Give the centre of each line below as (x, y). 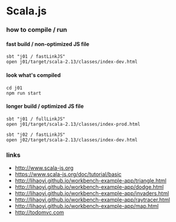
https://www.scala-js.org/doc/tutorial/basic (68, 174)
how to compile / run (37, 30)
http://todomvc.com (40, 212)
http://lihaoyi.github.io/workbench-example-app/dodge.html (89, 187)
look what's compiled (34, 75)
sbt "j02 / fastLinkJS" (36, 135)
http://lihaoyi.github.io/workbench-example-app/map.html (87, 206)
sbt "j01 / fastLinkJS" (36, 57)
